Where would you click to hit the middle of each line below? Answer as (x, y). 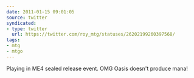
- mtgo (15, 51)
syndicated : (21, 23)
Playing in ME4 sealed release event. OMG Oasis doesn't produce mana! (97, 68)
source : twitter (27, 18)
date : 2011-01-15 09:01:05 (40, 12)
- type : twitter (27, 29)
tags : (13, 40)
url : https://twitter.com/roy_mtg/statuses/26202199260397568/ (93, 34)
